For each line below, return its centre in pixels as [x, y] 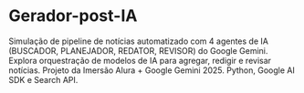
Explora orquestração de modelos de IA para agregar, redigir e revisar [140, 60]
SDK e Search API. [43, 79]
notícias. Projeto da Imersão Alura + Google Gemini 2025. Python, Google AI [152, 70]
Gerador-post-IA [73, 16]
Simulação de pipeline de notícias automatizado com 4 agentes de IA [138, 41]
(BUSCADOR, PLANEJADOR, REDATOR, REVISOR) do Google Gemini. [138, 50]
